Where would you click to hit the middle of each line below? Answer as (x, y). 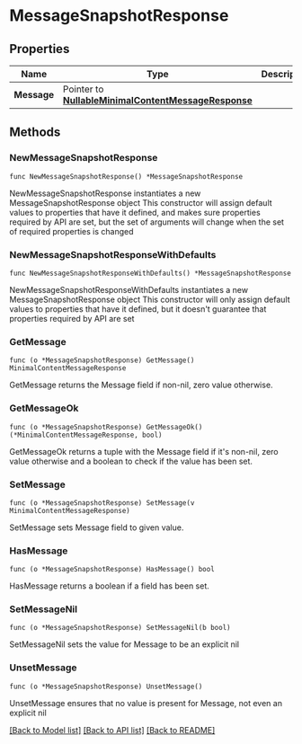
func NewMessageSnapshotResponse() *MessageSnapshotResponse (126, 176)
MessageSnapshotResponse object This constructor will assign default (141, 202)
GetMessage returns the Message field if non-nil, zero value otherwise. (141, 385)
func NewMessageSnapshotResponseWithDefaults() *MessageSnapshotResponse (151, 273)
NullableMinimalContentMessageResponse (158, 100)
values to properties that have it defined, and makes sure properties (135, 212)
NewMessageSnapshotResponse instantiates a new (105, 193)
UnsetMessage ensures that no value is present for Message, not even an (146, 703)
